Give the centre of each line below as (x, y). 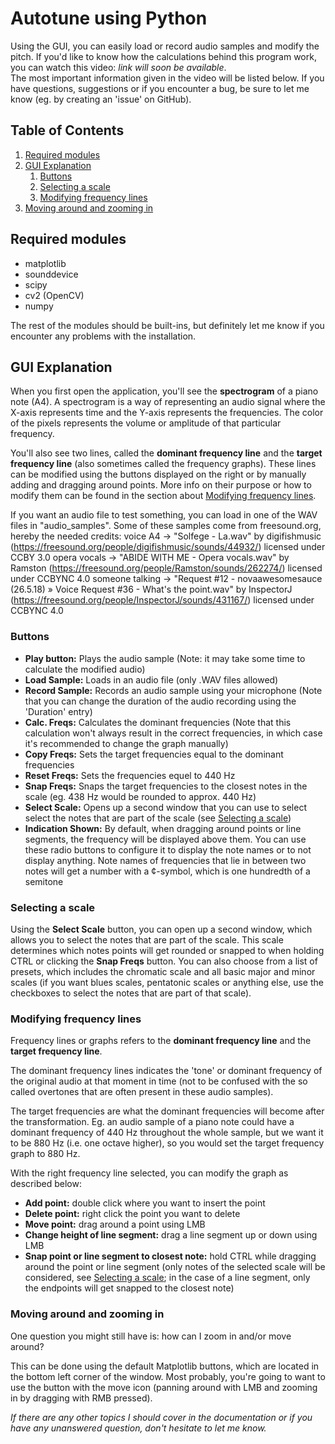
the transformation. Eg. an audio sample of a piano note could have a (152, 1122)
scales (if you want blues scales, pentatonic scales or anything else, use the (167, 982)
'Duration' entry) (58, 711)
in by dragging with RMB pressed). (81, 1398)
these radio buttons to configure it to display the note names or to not (168, 849)
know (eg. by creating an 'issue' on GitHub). (101, 99)
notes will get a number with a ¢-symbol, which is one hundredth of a (167, 871)
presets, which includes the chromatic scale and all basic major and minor (163, 971)
